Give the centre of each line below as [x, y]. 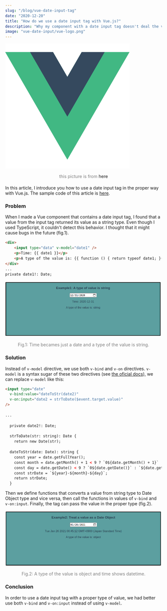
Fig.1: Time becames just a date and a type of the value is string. [83, 345]
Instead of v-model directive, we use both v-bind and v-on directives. [75, 369]
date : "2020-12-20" [25, 16]
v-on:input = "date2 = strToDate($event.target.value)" [66, 400]
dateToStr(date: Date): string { [44, 452]
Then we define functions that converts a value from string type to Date [79, 493]
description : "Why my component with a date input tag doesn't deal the [82, 26]
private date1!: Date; [29, 274]
